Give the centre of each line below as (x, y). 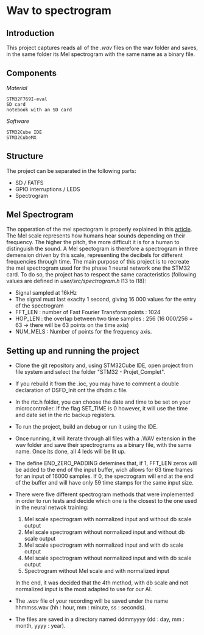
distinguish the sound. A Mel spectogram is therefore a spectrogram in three (102, 249)
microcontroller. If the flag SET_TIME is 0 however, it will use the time (101, 409)
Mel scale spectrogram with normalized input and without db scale (108, 519)
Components (31, 73)
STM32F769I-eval (27, 99)
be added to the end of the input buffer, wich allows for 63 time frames (104, 470)
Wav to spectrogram (59, 11)
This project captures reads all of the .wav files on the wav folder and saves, (102, 47)
